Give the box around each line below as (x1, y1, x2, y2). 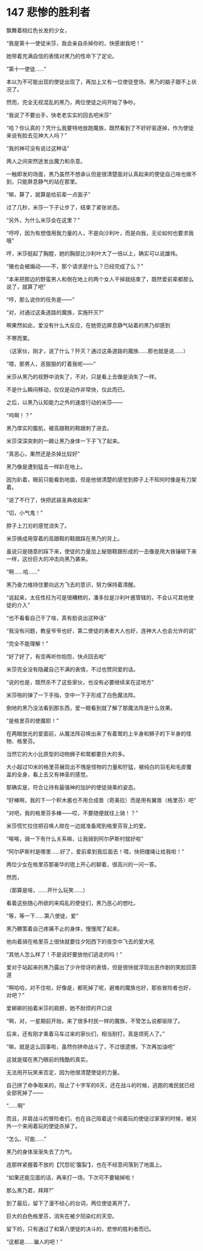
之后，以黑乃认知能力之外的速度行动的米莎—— (6, 399, 123, 406)
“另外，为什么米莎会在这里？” (6, 216, 80, 224)
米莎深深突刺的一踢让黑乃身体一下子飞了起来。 (6, 437, 123, 445)
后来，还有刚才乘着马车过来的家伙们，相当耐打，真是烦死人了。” (6, 1030, 165, 1037)
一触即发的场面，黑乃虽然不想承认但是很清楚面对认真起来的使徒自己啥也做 (6, 170, 192, 177)
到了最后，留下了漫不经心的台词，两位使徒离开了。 (6, 1199, 134, 1207)
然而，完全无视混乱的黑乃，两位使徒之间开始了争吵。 (6, 98, 139, 106)
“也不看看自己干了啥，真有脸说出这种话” (6, 614, 107, 621)
